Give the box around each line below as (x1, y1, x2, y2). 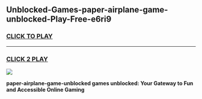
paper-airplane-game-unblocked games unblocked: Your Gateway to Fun (6, 79, 194, 86)
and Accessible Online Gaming (6, 86, 85, 93)
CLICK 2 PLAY (6, 55, 48, 63)
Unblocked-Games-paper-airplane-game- (6, 5, 168, 15)
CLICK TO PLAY (6, 32, 53, 41)
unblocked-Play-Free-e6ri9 (6, 14, 112, 25)
